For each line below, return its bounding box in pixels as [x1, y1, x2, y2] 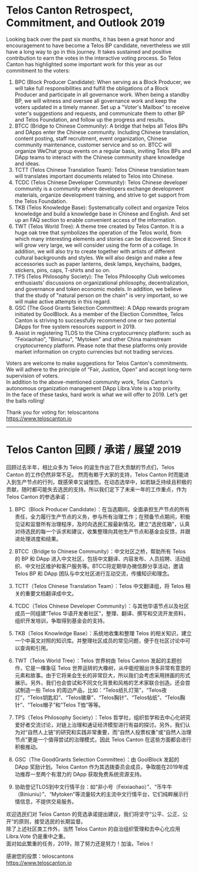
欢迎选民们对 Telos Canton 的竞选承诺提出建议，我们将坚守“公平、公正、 [6, 810, 183, 818]
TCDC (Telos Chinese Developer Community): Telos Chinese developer [14, 178, 188, 186]
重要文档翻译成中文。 [25, 590, 77, 597]
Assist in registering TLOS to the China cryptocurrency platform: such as [14, 329, 192, 337]
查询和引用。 [19, 644, 51, 651]
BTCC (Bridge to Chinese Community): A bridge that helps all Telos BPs [14, 122, 189, 129]
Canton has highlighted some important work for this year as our [6, 60, 163, 68]
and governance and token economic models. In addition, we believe [14, 285, 182, 292]
